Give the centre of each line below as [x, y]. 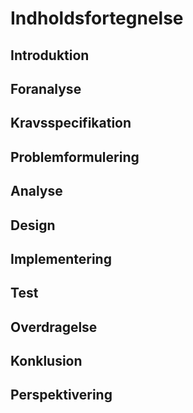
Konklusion [46, 361]
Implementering [61, 258]
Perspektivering [61, 395]
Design [33, 225]
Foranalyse [46, 88]
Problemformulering [75, 157]
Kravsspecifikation [71, 123]
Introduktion [50, 55]
